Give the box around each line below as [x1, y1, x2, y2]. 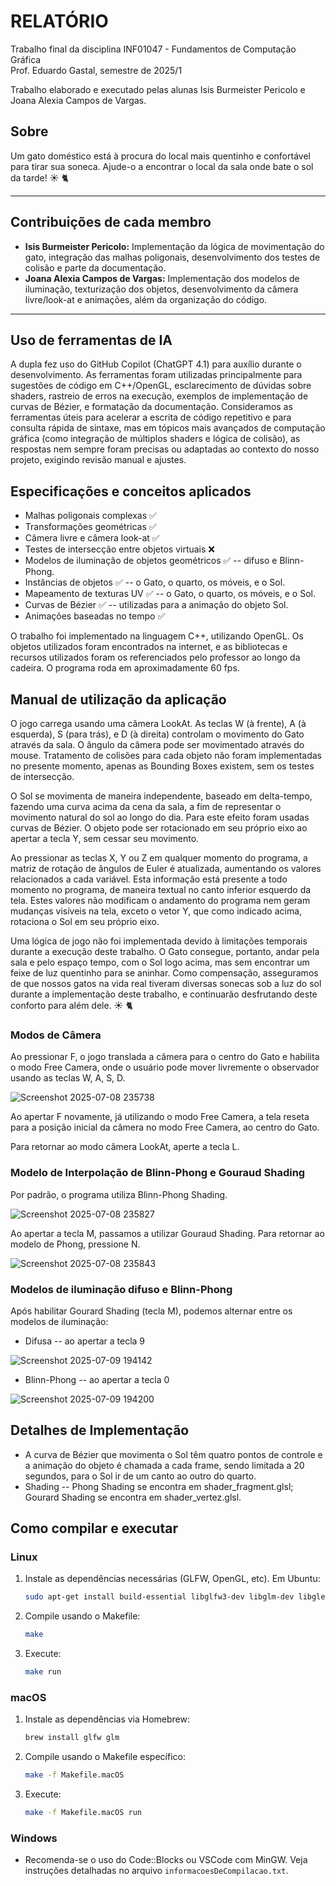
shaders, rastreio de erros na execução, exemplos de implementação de [10, 390, 309, 402]
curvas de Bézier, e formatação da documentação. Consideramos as [10, 401, 293, 413]
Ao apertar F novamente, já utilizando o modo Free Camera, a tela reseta [10, 1111, 310, 1123]
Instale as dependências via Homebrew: [24, 1713, 191, 1725]
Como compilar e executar [10, 1520, 178, 1537]
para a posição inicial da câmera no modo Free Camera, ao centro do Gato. [10, 1121, 320, 1134]
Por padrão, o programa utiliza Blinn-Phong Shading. [10, 1188, 228, 1200]
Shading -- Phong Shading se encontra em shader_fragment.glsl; [24, 1480, 294, 1492]
